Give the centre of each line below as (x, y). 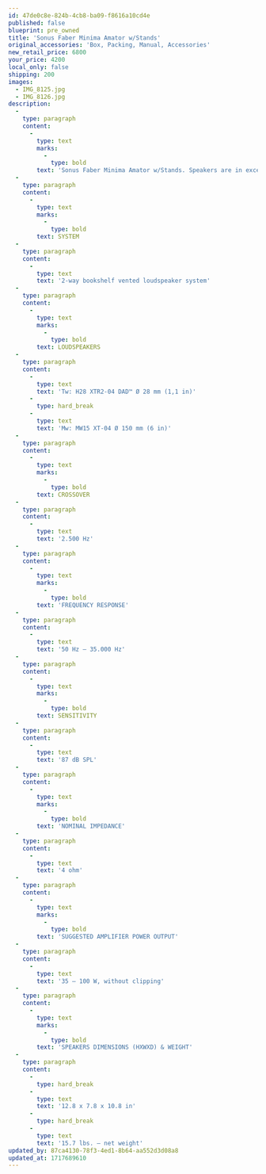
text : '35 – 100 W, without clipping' (101, 981)
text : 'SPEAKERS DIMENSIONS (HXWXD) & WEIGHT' (115, 1047)
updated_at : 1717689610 (47, 1158)
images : (21, 82)
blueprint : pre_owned (44, 30)
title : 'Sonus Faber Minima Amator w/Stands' (84, 38)
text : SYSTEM (58, 237)
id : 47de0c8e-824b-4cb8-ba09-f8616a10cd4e (79, 15)
